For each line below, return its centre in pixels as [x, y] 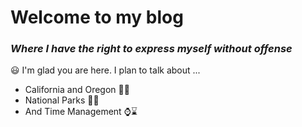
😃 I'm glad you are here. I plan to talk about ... [105, 70]
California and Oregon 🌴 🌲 [77, 90]
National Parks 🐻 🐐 [62, 100]
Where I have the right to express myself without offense [151, 49]
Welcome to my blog [97, 17]
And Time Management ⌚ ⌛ [81, 112]
